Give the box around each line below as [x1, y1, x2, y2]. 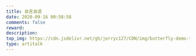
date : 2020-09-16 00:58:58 [6, 14, 72, 20]
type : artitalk [6, 41, 43, 47]
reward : [6, 24, 25, 31]
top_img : [6, 36, 27, 41]
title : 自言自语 [6, 8, 42, 15]
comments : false [6, 19, 45, 25]
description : [6, 30, 38, 36]
